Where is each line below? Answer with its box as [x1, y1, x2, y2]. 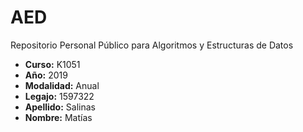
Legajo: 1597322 [24, 90, 95, 102]
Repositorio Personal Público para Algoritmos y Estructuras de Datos [10, 39, 294, 51]
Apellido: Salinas [24, 101, 96, 113]
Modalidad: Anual [24, 79, 100, 91]
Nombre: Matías [24, 111, 93, 123]
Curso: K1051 [24, 58, 81, 70]
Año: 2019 [24, 69, 68, 81]
